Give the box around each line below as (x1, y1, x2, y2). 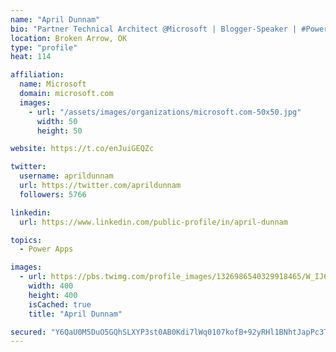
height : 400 (28, 290, 78, 300)
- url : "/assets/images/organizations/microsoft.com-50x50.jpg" (28, 107, 302, 117)
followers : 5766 (19, 189, 87, 200)
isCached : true (28, 299, 92, 310)
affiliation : (10, 70, 65, 80)
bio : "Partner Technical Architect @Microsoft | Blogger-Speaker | (10, 24, 298, 34)
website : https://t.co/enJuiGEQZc (10, 144, 155, 154)
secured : (10, 327, 47, 337)
